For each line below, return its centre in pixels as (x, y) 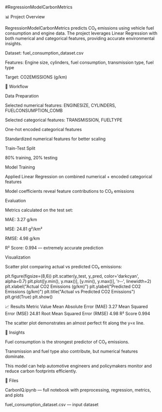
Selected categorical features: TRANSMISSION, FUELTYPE (64, 120)
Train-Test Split (20, 148)
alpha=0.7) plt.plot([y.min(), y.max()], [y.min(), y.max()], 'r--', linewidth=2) (78, 281)
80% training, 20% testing (31, 158)
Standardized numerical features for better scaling (55, 139)
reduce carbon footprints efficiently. (41, 371)
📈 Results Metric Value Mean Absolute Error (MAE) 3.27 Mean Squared (76, 307)
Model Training (20, 167)
